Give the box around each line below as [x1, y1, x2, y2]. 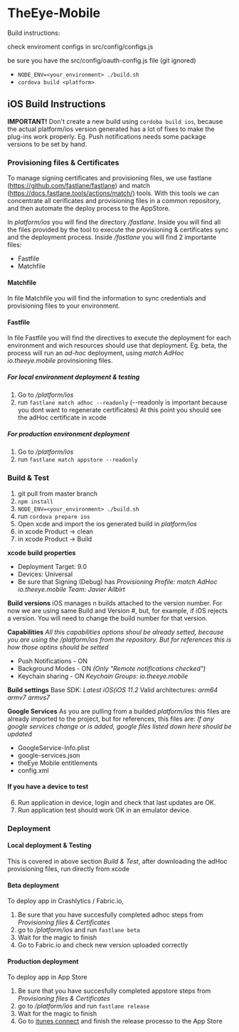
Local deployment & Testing [7, 841, 92, 850]
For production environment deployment [7, 429, 130, 439]
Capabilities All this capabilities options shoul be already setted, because [7, 627, 224, 636]
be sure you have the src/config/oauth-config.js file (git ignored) [7, 56, 197, 65]
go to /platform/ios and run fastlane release [17, 1002, 150, 1011]
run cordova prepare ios [17, 511, 90, 521]
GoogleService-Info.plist [17, 743, 90, 752]
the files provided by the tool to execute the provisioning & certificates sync [7, 226, 229, 234]
